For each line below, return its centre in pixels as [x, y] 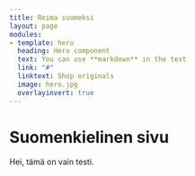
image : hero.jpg [48, 84]
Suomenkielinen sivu [89, 137]
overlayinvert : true [56, 92]
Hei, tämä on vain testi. [52, 162]
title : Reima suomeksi [52, 18]
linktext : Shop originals [66, 76]
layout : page [34, 26]
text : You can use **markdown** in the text [102, 59]
